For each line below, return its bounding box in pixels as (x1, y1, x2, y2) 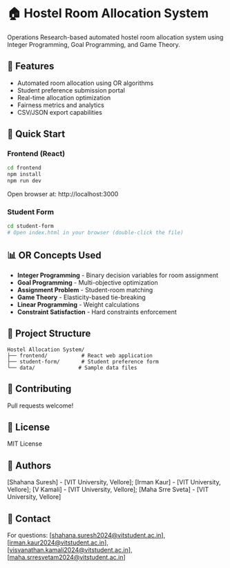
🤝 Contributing (7, 383, 72, 395)
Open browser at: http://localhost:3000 (7, 190, 119, 198)
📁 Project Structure (7, 328, 91, 339)
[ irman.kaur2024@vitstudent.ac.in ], (7, 538, 109, 547)
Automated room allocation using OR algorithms (17, 79, 154, 87)
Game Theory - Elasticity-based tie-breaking (17, 293, 146, 301)
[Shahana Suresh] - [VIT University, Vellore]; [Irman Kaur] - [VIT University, (7, 478, 221, 486)
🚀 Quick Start (7, 129, 66, 140)
